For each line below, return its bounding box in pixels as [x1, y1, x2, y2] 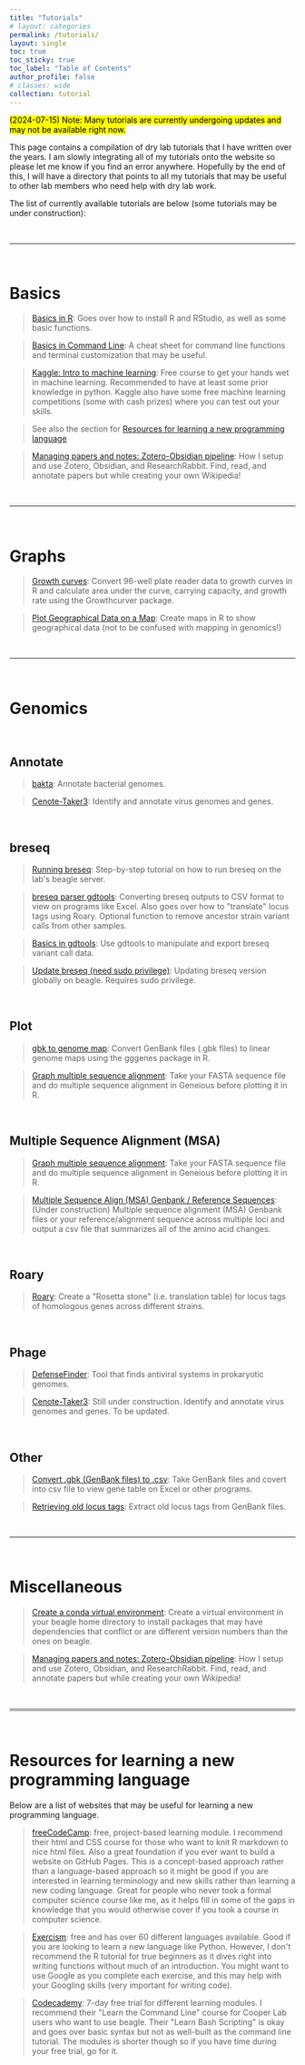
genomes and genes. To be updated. [31, 1405, 170, 1417]
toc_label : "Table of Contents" [9, 65, 132, 74]
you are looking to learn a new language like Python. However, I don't [31, 1941, 291, 1951]
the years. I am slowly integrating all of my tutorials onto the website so [9, 151, 275, 162]
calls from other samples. [31, 919, 127, 931]
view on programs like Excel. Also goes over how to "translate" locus [31, 900, 290, 911]
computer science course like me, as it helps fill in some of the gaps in [31, 1894, 295, 1905]
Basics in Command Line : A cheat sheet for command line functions [31, 340, 286, 351]
